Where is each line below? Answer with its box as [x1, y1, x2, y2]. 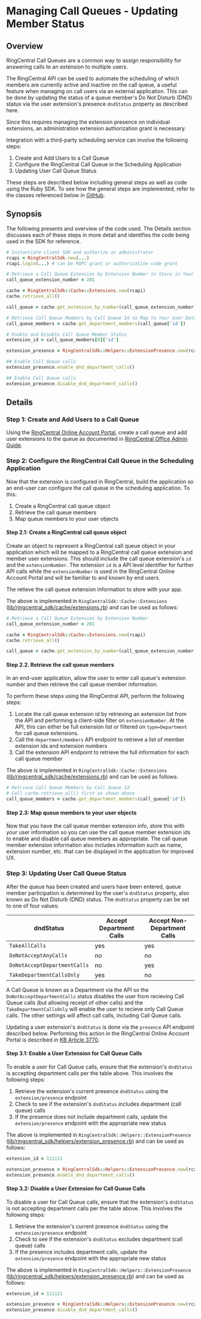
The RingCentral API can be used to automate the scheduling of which [6, 75, 179, 82]
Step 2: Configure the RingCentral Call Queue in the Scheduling [6, 456, 194, 465]
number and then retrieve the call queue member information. [6, 681, 159, 688]
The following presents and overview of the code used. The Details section [6, 225, 191, 232]
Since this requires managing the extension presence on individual [6, 118, 170, 126]
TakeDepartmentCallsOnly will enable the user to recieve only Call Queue [6, 1005, 184, 1013]
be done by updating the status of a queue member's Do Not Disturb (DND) [6, 94, 193, 101]
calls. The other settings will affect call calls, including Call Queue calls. [6, 1011, 182, 1019]
